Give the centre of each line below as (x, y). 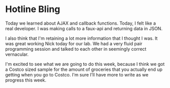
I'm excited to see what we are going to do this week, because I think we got (85, 64)
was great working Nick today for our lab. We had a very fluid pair (74, 43)
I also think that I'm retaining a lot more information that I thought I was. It (81, 38)
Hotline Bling (33, 9)
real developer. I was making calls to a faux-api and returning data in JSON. (84, 28)
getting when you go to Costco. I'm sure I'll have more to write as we (77, 74)
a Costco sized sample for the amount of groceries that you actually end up (84, 69)
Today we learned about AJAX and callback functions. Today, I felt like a (80, 23)
